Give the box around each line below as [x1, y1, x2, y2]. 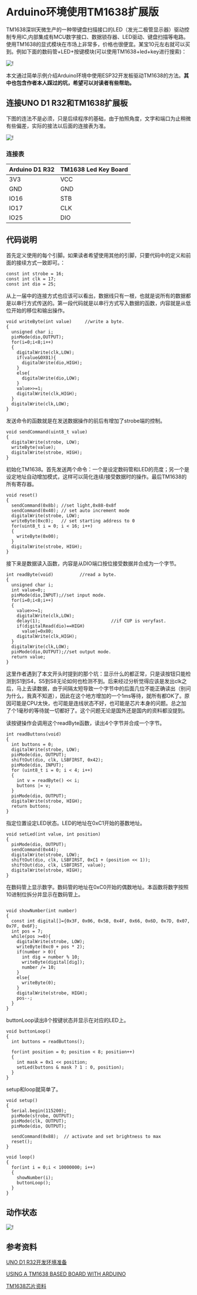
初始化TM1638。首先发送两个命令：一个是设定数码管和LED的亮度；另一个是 [6, 465, 189, 472]
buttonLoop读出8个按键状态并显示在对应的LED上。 [6, 1016, 129, 1024]
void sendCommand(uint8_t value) [6, 429, 88, 435]
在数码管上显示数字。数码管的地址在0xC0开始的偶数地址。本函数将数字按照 [6, 883, 189, 890]
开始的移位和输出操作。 [11, 307, 68, 314]
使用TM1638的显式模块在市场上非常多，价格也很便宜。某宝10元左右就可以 [6, 41, 185, 48]
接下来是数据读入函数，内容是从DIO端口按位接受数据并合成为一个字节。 [6, 560, 180, 567]
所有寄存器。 [6, 480, 37, 487]
